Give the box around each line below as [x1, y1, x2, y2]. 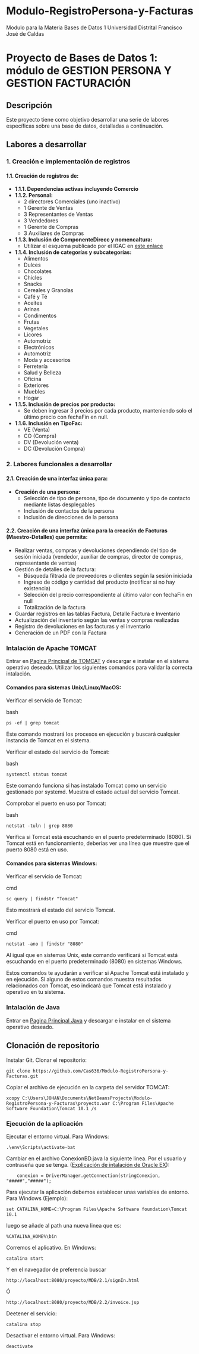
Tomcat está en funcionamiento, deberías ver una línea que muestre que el [6, 839, 190, 847]
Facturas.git [6, 1073, 39, 1079]
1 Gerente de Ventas [23, 205, 73, 212]
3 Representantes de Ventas [23, 210, 93, 218]
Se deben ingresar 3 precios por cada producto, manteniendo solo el [23, 407, 192, 414]
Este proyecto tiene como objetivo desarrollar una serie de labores [6, 116, 169, 123]
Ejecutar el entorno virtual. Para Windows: [6, 1133, 109, 1140]
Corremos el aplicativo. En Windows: [6, 1244, 96, 1251]
